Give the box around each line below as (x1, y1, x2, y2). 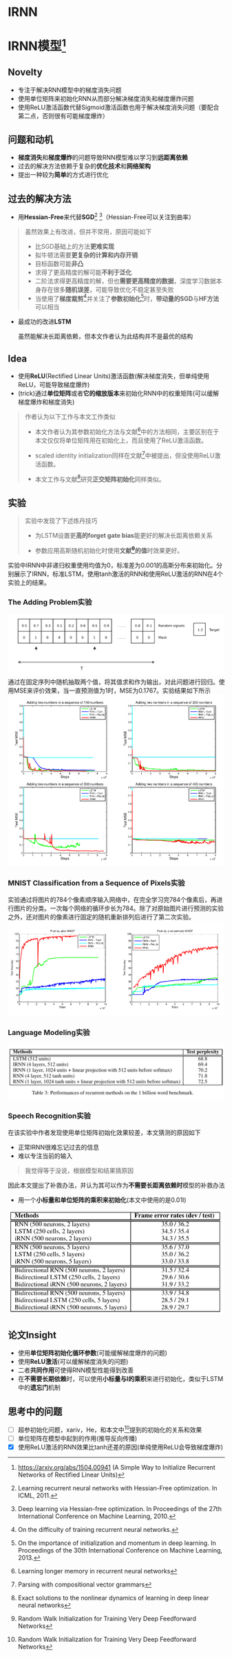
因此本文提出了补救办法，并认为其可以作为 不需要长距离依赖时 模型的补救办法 (8, 1181, 225, 1189)
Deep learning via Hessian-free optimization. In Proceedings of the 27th (17, 1505, 222, 1513)
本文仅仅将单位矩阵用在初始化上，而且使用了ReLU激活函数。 (34, 436, 207, 444)
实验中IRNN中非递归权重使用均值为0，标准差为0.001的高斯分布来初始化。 (8, 561, 217, 569)
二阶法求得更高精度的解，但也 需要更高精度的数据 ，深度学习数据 (34, 277, 216, 285)
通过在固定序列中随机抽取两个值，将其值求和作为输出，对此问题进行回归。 (8, 677, 219, 686)
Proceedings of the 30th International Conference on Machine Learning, (17, 1546, 223, 1555)
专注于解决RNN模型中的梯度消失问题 (17, 86, 122, 94)
